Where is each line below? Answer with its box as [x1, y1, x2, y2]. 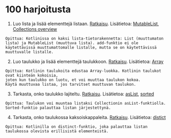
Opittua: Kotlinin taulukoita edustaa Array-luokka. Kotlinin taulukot [5, 68, 161, 73]
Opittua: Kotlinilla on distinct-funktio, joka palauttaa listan [5, 124, 147, 129]
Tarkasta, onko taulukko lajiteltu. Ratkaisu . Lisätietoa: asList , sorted [12, 91, 155, 97]
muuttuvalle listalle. [5, 49, 54, 54]
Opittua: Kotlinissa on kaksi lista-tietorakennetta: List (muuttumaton [5, 36, 164, 41]
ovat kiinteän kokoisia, [5, 73, 58, 78]
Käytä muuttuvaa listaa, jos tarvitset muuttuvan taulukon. [5, 82, 137, 87]
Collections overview [12, 26, 57, 32]
